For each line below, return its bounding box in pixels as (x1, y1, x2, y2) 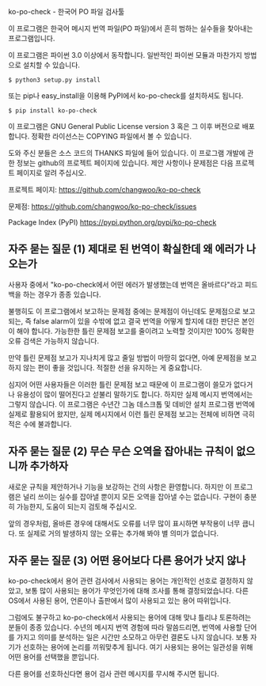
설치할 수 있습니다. (22, 60, 81, 70)
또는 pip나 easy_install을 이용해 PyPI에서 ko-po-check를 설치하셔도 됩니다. (8, 91, 244, 100)
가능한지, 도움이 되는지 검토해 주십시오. (16, 502, 137, 511)
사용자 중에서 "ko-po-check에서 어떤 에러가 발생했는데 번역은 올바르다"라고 (8, 279, 244, 289)
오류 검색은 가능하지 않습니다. (8, 335, 100, 346)
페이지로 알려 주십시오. (16, 169, 87, 177)
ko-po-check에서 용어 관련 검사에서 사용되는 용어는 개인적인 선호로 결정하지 (8, 576, 245, 586)
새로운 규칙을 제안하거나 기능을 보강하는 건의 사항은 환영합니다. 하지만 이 (8, 482, 232, 491)
